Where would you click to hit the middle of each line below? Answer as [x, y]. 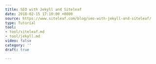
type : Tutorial [20, 23]
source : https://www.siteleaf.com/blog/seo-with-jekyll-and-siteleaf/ [78, 18]
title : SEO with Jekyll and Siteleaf [43, 9]
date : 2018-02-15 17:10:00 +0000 [39, 14]
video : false [18, 41]
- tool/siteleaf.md [25, 32]
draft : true [17, 50]
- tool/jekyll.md [23, 37]
